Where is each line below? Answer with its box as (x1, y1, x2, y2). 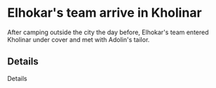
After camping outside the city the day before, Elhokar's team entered (7, 28, 209, 36)
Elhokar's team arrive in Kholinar (7, 5, 202, 21)
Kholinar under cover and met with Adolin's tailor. (7, 35, 150, 43)
